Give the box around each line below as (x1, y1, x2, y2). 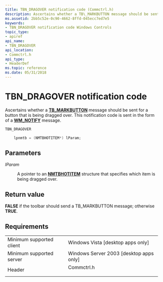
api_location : (5, 47, 34, 52)
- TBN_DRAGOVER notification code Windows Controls (5, 25, 112, 30)
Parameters (5, 149, 41, 157)
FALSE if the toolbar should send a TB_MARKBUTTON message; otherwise (5, 203, 155, 209)
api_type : (5, 57, 25, 62)
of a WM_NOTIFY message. (5, 117, 62, 123)
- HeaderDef (5, 61, 29, 66)
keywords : (5, 20, 25, 26)
